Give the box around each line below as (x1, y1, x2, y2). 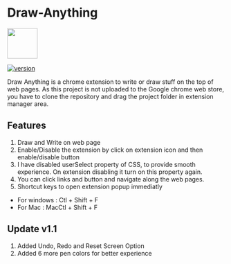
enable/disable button (17, 152, 80, 161)
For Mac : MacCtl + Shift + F (17, 203, 98, 211)
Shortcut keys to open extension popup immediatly (17, 182, 163, 191)
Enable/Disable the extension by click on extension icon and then (17, 146, 203, 154)
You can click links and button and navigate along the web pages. (17, 175, 205, 183)
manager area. (7, 99, 49, 108)
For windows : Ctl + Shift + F (17, 195, 99, 204)
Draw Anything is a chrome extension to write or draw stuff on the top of (7, 78, 214, 86)
